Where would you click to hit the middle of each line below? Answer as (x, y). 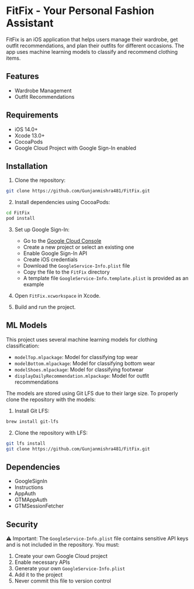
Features (22, 76)
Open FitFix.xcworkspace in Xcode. (58, 296)
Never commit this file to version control (63, 581)
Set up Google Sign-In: (42, 230)
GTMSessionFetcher (39, 506)
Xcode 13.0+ (30, 135)
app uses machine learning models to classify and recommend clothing (92, 51)
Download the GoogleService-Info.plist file (77, 266)
